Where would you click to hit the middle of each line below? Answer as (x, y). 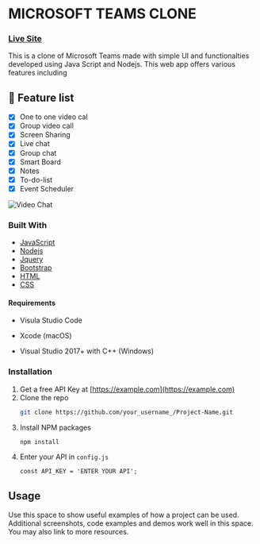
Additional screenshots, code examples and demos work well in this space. (131, 523)
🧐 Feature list (41, 97)
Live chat (34, 144)
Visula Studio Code (51, 320)
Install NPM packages (55, 427)
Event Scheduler (46, 188)
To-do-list (36, 179)
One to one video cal (54, 117)
